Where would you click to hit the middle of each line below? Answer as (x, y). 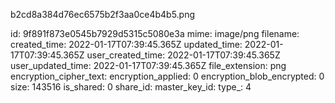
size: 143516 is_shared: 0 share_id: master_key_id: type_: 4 (131, 87)
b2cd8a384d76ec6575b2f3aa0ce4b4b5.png (103, 14)
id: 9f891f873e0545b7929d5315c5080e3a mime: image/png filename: (155, 33)
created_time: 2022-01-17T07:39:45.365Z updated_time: (126, 44)
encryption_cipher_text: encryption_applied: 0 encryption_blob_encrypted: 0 (167, 76)
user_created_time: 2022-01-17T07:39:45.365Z (183, 55)
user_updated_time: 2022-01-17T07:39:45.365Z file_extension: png (148, 65)
